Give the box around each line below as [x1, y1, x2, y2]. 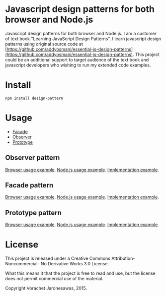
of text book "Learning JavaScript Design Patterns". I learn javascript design [5, 36, 162, 42]
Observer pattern [5, 154, 60, 162]
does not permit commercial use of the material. [5, 276, 103, 282]
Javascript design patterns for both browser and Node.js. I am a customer [5, 30, 157, 36]
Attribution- [111, 255, 135, 261]
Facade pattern [5, 181, 54, 189]
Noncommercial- [5, 261, 40, 267]
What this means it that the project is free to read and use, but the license [5, 270, 156, 276]
